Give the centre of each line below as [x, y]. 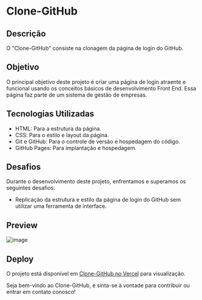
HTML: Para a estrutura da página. [58, 128]
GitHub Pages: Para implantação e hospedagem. [76, 148]
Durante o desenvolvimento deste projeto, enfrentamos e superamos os [96, 182]
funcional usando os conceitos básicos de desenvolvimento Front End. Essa [101, 88]
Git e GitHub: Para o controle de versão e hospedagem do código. [98, 141]
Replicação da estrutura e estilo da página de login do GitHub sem [98, 200]
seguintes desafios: [31, 188]
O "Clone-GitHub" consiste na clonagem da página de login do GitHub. [95, 48]
